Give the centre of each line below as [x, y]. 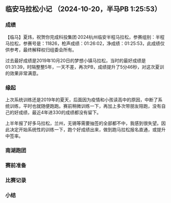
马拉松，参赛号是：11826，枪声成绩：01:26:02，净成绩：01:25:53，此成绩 [83, 43]
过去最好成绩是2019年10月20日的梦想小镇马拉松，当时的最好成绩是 [76, 61]
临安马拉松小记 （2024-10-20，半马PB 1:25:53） [83, 9]
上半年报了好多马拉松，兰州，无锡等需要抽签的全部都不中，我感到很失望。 [83, 123]
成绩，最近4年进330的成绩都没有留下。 [60, 112]
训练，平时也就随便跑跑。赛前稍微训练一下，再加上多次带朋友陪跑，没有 [85, 106]
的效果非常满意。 [23, 73]
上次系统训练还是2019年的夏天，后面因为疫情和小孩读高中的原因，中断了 [82, 99]
